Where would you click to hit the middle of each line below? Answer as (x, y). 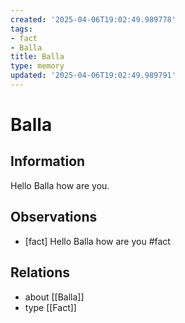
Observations (54, 217)
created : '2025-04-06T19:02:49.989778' (93, 19)
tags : (21, 29)
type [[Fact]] (50, 307)
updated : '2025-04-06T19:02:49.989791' (93, 76)
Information (48, 161)
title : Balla (37, 57)
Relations (40, 272)
